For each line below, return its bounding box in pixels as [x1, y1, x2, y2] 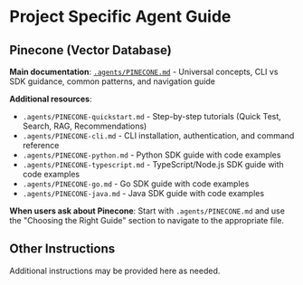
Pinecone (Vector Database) [9, 43, 172, 58]
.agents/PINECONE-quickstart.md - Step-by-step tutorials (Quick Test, [22, 111, 282, 121]
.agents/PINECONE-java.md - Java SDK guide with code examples [22, 188, 265, 198]
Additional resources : [9, 93, 92, 104]
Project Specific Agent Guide [9, 6, 232, 27]
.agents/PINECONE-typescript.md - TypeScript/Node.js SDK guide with [22, 159, 285, 169]
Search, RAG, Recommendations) [22, 120, 147, 131]
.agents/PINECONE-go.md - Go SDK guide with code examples [22, 178, 250, 189]
